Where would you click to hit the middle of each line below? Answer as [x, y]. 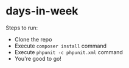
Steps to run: [22, 28]
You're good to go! [38, 58]
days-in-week [42, 11]
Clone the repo [33, 39]
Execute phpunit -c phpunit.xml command [68, 52]
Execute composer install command [61, 46]
